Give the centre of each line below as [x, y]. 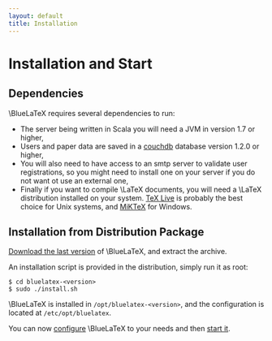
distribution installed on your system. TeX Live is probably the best [132, 198]
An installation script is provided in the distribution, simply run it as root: [128, 267]
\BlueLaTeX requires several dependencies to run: [92, 113]
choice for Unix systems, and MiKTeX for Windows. [106, 206]
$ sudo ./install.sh [43, 289]
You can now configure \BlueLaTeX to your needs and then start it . [119, 329]
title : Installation [43, 24]
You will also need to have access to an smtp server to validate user [134, 163]
